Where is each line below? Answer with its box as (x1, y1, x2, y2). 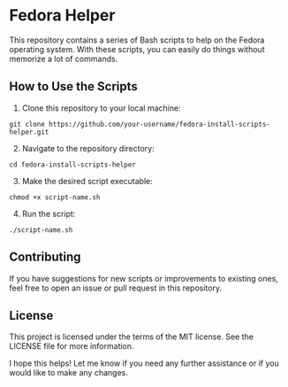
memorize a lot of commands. (9, 53, 118, 64)
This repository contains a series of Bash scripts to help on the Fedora (9, 35, 265, 45)
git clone (9, 120, 46, 128)
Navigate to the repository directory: (21, 143, 155, 153)
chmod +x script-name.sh (9, 192, 101, 202)
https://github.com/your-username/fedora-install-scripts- (48, 120, 271, 128)
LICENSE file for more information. (9, 341, 134, 352)
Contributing (9, 250, 81, 265)
